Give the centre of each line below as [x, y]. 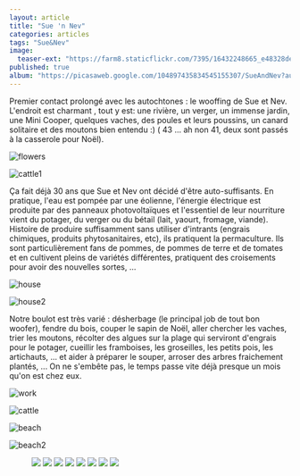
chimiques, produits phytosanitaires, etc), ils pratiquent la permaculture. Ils [146, 238]
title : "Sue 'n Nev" [48, 26]
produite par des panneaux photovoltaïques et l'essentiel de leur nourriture [147, 210]
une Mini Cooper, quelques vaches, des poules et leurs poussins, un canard [149, 120]
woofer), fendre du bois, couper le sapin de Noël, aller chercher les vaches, [148, 328]
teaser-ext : [40, 59]
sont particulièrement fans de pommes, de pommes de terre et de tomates [146, 247]
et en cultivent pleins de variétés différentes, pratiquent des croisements [143, 257]
